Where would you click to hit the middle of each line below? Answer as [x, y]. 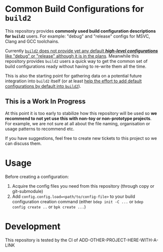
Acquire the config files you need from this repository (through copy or [83, 186]
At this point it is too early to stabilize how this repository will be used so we [81, 113]
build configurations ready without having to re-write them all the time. [76, 66]
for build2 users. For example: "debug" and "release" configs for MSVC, [78, 36]
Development [33, 226]
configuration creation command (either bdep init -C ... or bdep [78, 201]
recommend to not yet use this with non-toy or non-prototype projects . [78, 118]
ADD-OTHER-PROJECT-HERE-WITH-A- [119, 240]
